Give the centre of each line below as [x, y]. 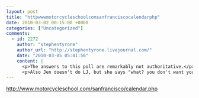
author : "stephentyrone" [47, 45]
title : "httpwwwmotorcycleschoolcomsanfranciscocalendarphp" [83, 17]
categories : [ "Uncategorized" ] [45, 28]
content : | [30, 61]
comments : [18, 34]
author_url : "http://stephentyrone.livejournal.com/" [84, 50]
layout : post [22, 12]
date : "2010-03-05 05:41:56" [53, 55]
